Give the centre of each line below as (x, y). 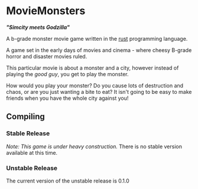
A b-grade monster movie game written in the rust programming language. (97, 38)
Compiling (26, 117)
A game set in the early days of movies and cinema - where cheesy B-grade (99, 50)
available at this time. (32, 152)
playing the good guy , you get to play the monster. (67, 74)
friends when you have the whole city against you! (67, 98)
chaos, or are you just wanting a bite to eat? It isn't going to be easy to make (99, 92)
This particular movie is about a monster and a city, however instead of (92, 68)
